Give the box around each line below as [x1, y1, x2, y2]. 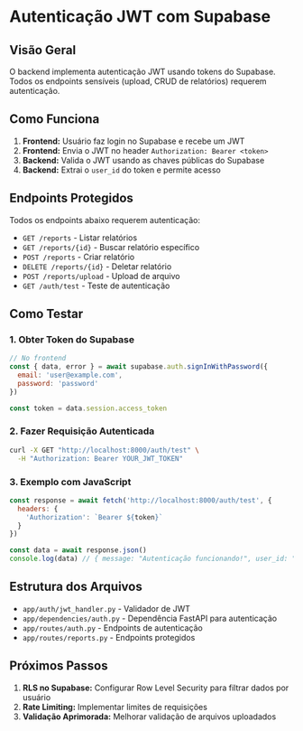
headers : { [17, 504, 59, 513]
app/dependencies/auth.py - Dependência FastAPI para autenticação [22, 613, 278, 623]
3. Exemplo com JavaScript [9, 475, 132, 488]
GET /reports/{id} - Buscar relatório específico [22, 241, 200, 252]
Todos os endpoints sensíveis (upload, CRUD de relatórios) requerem [9, 76, 268, 87]
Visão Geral [9, 42, 77, 58]
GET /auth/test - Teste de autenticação [22, 280, 170, 291]
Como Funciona [9, 111, 100, 127]
